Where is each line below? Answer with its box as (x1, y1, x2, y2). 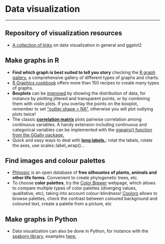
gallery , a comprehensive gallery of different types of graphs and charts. (12, 75, 160, 81)
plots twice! (12, 111, 36, 117)
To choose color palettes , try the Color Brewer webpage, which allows (12, 180, 156, 186)
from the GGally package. (12, 132, 64, 138)
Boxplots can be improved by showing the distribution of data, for (12, 90, 146, 96)
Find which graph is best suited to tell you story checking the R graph (12, 69, 156, 75)
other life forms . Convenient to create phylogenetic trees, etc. (12, 175, 138, 181)
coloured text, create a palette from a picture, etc (12, 201, 112, 207)
